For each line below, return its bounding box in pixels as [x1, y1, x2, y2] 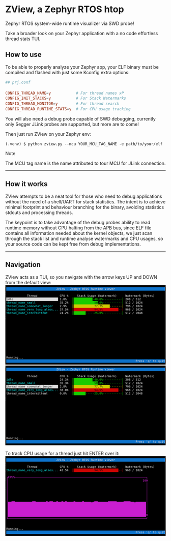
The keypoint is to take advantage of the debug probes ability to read [5, 219, 151, 225]
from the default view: [5, 279, 52, 285]
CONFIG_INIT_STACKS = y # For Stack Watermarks [5, 96, 126, 101]
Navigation [5, 260, 41, 269]
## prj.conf [5, 80, 31, 85]
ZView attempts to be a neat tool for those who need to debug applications [5, 193, 162, 199]
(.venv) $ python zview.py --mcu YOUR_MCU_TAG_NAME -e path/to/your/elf [5, 141, 163, 146]
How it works [5, 179, 48, 189]
